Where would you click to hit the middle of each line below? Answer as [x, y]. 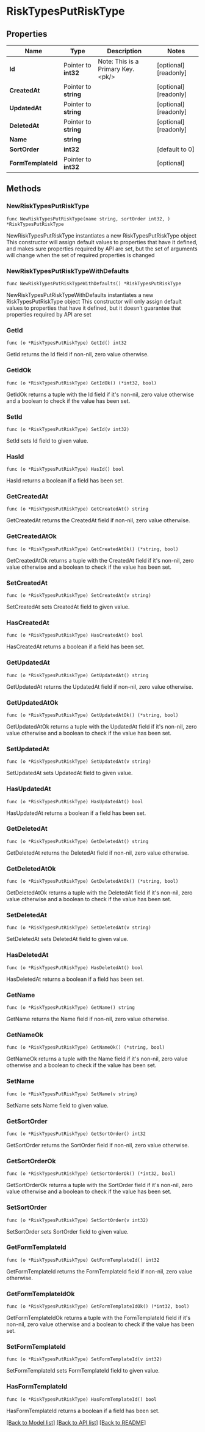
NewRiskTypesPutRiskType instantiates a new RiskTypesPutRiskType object [102, 235]
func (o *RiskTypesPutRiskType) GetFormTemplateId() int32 [83, 1260]
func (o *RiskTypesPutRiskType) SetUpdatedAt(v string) [79, 762]
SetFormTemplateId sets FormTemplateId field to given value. [83, 1371]
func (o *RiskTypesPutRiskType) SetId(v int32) [68, 429]
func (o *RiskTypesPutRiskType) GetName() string [71, 1008]
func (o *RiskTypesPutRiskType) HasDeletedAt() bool [75, 968]
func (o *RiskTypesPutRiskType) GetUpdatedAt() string [77, 675]
